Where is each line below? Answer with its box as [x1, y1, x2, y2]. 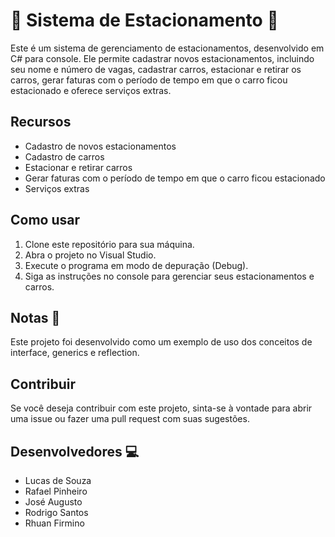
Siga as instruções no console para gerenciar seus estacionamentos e [24, 270, 315, 282]
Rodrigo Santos [24, 507, 89, 518]
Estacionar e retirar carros [24, 161, 133, 173]
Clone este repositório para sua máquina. [24, 238, 195, 250]
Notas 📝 [10, 309, 61, 326]
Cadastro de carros [24, 150, 105, 163]
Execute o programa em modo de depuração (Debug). [24, 259, 249, 271]
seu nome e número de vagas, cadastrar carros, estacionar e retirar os [10, 63, 302, 75]
